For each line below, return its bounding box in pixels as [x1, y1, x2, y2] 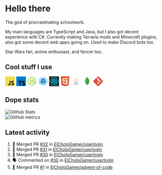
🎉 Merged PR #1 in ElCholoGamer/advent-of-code [12, 164, 113, 170]
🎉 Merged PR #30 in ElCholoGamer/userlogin [12, 152, 104, 158]
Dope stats [5, 96, 39, 104]
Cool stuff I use [5, 63, 52, 71]
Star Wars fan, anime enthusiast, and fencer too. [5, 49, 103, 55]
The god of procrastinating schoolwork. [5, 19, 85, 25]
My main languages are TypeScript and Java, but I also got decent [5, 29, 139, 34]
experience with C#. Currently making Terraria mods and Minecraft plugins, [5, 34, 158, 40]
